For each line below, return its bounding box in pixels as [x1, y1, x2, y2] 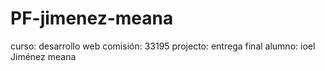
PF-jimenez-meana [10, 7, 174, 30]
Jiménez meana [10, 50, 77, 62]
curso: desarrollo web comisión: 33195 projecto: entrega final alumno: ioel [10, 40, 316, 52]
